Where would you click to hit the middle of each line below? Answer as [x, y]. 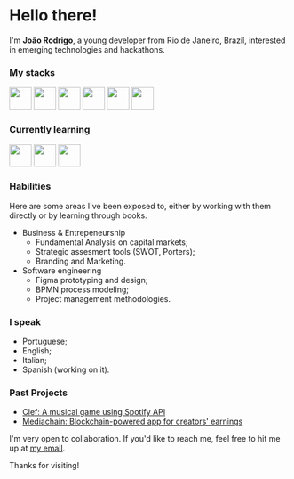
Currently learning [50, 130]
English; [36, 351]
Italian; [34, 361]
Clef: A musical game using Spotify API [94, 412]
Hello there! [53, 16]
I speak [25, 321]
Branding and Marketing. [80, 261]
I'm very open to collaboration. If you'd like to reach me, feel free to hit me [145, 439]
